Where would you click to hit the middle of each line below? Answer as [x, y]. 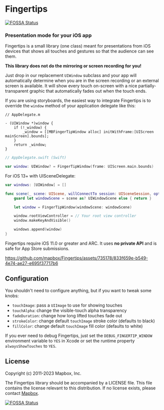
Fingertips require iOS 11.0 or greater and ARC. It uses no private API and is [81, 243]
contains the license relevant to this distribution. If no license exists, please [81, 388]
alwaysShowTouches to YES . [31, 346]
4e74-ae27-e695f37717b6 [32, 263]
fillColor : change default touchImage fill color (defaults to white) [77, 326]
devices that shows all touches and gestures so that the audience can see [80, 51]
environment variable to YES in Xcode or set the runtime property [70, 341]
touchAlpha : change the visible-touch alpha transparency [69, 310]
